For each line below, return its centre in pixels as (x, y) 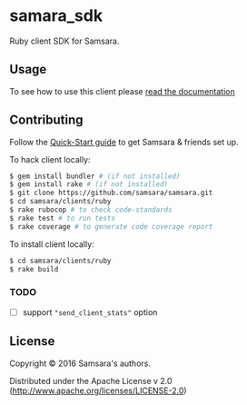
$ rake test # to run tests (63, 218)
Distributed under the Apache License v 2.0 (91, 380)
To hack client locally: (50, 159)
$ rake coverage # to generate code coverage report (111, 227)
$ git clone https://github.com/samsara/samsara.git (111, 193)
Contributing (46, 120)
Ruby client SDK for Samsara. (64, 41)
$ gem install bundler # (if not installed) (95, 176)
